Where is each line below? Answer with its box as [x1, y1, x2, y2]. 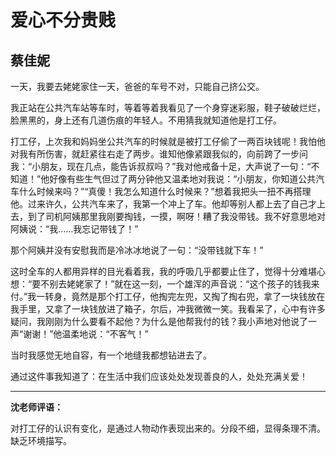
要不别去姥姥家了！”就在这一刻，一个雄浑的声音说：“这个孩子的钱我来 [31, 278, 320, 290]
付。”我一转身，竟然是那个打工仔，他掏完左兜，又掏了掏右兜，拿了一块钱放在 [10, 291, 326, 302]
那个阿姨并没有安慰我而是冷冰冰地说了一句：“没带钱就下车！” [10, 244, 264, 256]
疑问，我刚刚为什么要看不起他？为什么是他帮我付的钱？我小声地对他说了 [10, 316, 308, 327]
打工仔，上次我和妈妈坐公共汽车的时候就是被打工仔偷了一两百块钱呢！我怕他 [10, 136, 326, 147]
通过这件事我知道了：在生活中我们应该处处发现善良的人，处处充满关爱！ [10, 371, 308, 382]
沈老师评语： [10, 401, 63, 413]
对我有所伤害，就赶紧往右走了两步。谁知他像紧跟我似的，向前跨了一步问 [10, 148, 308, 160]
